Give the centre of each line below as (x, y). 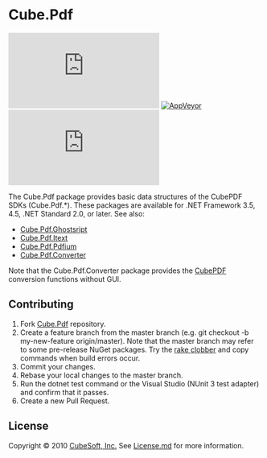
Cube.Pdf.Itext (44, 237)
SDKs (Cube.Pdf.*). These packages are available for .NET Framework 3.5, (132, 205)
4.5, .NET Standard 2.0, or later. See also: (76, 213)
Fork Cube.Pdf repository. (63, 324)
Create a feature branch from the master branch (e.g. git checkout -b (134, 332)
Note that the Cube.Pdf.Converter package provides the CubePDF (117, 270)
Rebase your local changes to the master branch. (101, 375)
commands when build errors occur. (80, 358)
